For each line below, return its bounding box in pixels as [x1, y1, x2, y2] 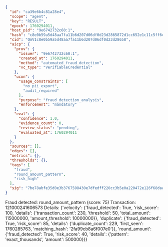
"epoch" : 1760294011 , [9, 23, 55, 28]
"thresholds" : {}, [9, 158, 48, 163]
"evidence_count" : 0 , [18, 120, 64, 126]
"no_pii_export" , [23, 83, 59, 88]
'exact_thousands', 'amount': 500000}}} [5, 236, 87, 242]
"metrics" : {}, [9, 153, 41, 158]
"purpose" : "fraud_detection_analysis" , [18, 97, 104, 102]
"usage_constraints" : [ [18, 79, 68, 84]
